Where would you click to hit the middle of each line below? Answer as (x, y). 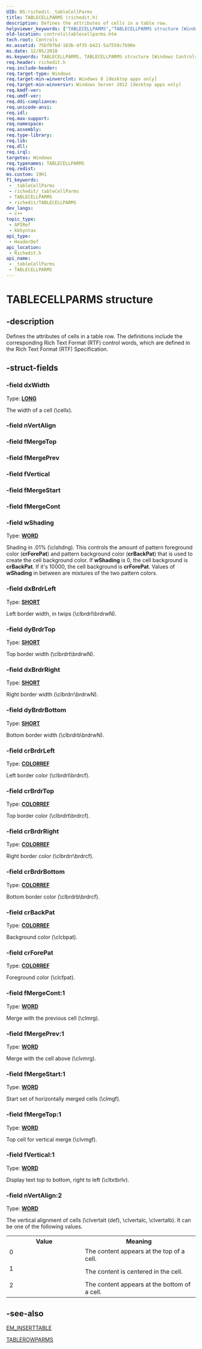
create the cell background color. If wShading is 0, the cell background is (97, 560)
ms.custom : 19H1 (26, 175)
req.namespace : (25, 124)
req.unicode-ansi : (29, 107)
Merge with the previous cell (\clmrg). (53, 1018)
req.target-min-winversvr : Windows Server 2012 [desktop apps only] (94, 85)
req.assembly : (24, 130)
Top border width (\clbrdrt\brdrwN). (50, 654)
